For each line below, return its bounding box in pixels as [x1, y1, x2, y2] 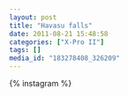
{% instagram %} [9, 78, 72, 88]
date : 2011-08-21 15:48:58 [9, 29, 109, 38]
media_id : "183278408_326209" [9, 54, 121, 63]
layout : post [9, 12, 57, 22]
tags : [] [9, 46, 41, 55]
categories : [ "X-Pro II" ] [9, 37, 104, 47]
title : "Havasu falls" [9, 21, 93, 30]
